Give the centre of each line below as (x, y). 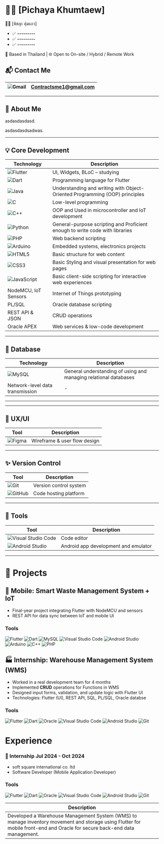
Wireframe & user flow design (65, 441)
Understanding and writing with (89, 188)
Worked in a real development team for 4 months (61, 682)
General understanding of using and (105, 371)
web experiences (72, 283)
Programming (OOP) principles (109, 194)
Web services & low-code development (98, 327)
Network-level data (30, 386)
